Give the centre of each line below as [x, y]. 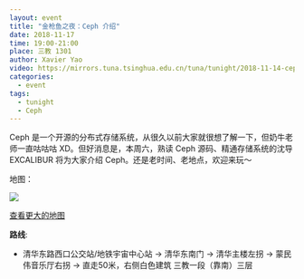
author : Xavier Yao [46, 60]
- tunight [36, 102]
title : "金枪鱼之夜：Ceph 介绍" [65, 26]
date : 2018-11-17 [42, 34]
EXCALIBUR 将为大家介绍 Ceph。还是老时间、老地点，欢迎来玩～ [131, 160]
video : [22, 69]
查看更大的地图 [37, 216]
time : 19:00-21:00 [44, 43]
